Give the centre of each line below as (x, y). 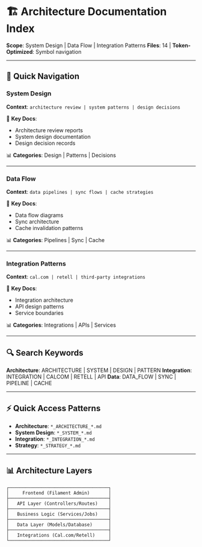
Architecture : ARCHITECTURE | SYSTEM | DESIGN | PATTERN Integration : (99, 370)
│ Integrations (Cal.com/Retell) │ (59, 535)
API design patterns (39, 307)
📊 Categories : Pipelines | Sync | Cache (56, 240)
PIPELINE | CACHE (29, 383)
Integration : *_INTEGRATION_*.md (55, 439)
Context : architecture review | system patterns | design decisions (93, 107)
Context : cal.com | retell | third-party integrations (76, 277)
